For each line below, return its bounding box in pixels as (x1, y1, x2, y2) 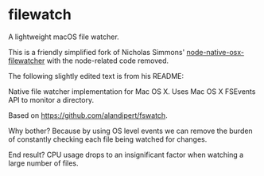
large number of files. (8, 158, 79, 168)
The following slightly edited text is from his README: (8, 71, 184, 80)
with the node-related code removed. (46, 56, 169, 65)
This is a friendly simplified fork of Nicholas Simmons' (8, 47, 185, 57)
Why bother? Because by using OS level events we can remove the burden (8, 126, 253, 135)
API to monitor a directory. (8, 95, 95, 104)
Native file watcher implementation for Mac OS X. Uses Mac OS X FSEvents (8, 86, 256, 96)
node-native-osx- (186, 47, 245, 57)
